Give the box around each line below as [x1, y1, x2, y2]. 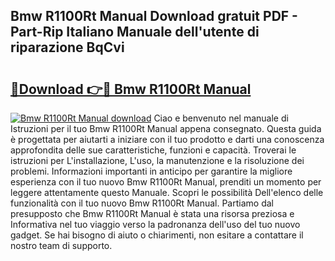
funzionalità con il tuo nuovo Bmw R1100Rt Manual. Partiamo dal [10, 197, 274, 209]
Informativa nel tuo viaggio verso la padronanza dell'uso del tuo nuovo [10, 219, 301, 230]
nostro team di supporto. [10, 240, 113, 251]
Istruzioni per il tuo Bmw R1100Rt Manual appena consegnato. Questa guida [10, 123, 322, 134]
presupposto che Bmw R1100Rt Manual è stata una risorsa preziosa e [10, 208, 295, 219]
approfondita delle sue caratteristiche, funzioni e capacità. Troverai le [10, 144, 297, 156]
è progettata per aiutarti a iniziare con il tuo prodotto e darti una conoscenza [10, 134, 325, 145]
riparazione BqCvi [10, 39, 125, 56]
